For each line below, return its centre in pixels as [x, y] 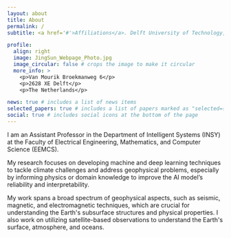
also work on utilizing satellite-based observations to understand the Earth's [115, 219]
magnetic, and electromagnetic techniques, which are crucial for [99, 205]
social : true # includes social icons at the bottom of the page [102, 115]
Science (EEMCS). [33, 149]
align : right [32, 52]
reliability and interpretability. [48, 184]
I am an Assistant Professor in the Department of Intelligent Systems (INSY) [114, 134]
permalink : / [26, 26]
